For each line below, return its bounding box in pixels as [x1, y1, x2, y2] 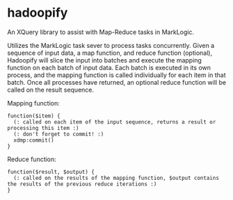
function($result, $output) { [7, 168, 95, 175]
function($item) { [7, 112, 61, 119]
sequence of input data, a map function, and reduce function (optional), [7, 49, 213, 57]
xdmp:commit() [13, 137, 54, 144]
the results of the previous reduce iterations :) [7, 181, 157, 187]
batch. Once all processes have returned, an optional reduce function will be [7, 78, 227, 86]
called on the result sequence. [7, 85, 95, 94]
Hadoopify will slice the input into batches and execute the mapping [7, 56, 202, 64]
